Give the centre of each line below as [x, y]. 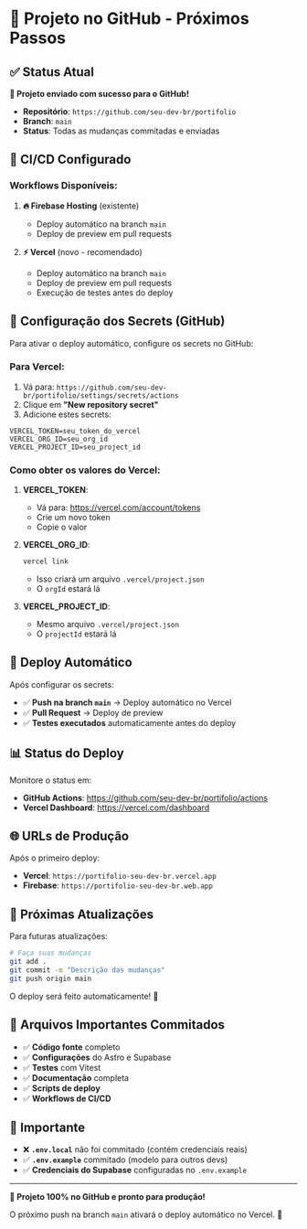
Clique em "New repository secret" [90, 404]
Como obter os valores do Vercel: [85, 470]
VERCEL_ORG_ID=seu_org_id [58, 439]
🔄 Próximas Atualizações [81, 914]
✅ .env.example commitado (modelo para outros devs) [125, 1160]
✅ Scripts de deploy [61, 1088]
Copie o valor [62, 527]
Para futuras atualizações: [58, 936]
